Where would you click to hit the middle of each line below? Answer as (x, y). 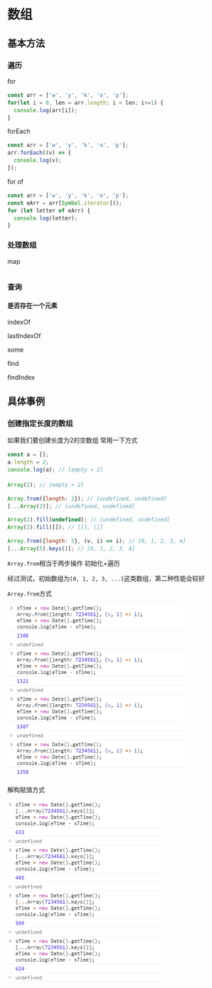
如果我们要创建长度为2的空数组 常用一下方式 (73, 440)
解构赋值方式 (26, 790)
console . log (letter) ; (46, 218)
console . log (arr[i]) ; (46, 110)
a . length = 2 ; (28, 462)
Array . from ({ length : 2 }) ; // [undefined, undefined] (87, 499)
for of (15, 181)
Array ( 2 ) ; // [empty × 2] (46, 485)
